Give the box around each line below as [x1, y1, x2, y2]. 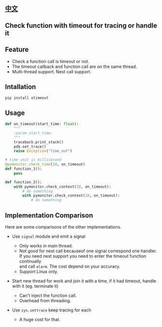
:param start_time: [14, 131, 53, 135]
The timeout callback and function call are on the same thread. [12, 64, 137, 69]
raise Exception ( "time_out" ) [14, 148, 73, 154]
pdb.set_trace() [14, 144, 47, 149]
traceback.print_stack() [14, 140, 64, 145]
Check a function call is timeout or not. [12, 58, 89, 64]
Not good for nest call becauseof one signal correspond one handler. [19, 248, 157, 254]
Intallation [5, 82, 36, 91]
